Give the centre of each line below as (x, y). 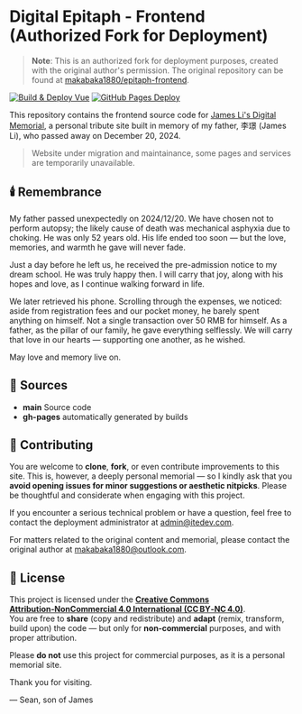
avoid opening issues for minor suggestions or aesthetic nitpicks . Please (148, 486)
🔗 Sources (39, 385)
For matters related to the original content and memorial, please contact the (150, 540)
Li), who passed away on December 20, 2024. (95, 135)
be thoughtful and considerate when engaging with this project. (127, 495)
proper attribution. (43, 638)
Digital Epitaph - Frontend (107, 17)
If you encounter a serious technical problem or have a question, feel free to (151, 513)
